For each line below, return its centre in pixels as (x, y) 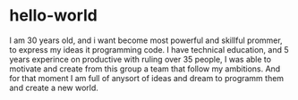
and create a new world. (54, 87)
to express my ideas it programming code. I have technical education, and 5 (149, 49)
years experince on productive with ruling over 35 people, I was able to (140, 59)
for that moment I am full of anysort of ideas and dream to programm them (147, 78)
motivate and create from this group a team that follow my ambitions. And (145, 69)
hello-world (54, 16)
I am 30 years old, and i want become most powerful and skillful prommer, (146, 40)
